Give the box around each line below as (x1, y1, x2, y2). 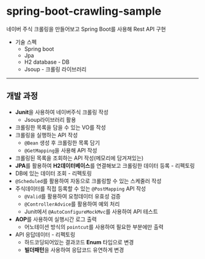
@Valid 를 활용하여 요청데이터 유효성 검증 (24, 192, 121, 200)
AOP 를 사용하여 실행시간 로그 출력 (15, 216, 97, 223)
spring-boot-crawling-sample (6, 4, 162, 18)
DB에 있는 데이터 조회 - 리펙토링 (15, 170, 92, 177)
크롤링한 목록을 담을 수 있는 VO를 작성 (15, 124, 106, 131)
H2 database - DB (24, 58, 70, 66)
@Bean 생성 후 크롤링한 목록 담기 (24, 139, 100, 146)
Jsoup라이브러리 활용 (24, 116, 76, 123)
